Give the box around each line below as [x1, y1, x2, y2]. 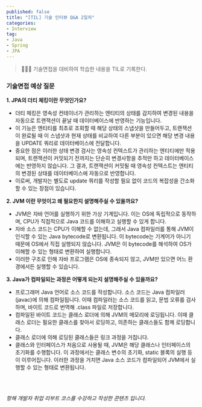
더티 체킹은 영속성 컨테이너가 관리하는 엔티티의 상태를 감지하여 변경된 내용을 [14, 110, 194, 117]
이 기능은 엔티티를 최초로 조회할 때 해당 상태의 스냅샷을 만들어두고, [14, 125, 171, 132]
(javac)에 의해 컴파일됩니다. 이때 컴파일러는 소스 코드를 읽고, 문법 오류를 [14, 296, 185, 303]
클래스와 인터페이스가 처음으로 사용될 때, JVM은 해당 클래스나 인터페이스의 [14, 341, 191, 349]
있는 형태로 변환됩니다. [33, 364, 86, 371]
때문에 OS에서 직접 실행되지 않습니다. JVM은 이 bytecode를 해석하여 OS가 [14, 240, 192, 247]
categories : [6, 20, 36, 26]
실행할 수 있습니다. [36, 263, 80, 270]
